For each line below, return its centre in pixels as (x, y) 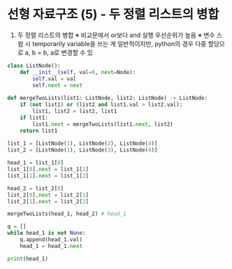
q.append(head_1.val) (51, 240)
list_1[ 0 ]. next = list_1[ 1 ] (48, 169)
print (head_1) (28, 259)
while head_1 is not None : (46, 233)
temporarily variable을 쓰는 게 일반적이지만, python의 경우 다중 (119, 43)
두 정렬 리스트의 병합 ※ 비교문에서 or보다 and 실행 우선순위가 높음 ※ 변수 (116, 35)
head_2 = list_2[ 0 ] (36, 188)
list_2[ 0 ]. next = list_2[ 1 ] (48, 195)
